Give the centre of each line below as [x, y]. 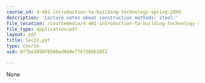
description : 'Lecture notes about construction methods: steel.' [92, 18]
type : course [23, 46]
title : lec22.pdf [28, 40]
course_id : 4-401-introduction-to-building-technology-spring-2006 [94, 12]
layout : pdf [21, 35]
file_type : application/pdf [42, 29]
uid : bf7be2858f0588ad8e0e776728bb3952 [57, 52]
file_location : [26, 23]
